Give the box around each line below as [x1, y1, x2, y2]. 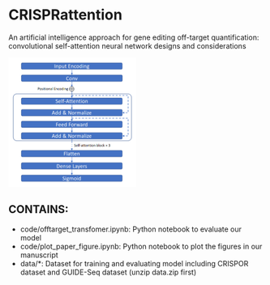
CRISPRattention [8, 6, 123, 24]
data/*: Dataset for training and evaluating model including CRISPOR [19, 258, 249, 268]
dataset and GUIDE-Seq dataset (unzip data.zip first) [19, 267, 197, 277]
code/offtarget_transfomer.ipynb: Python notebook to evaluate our [19, 224, 242, 234]
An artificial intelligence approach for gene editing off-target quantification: [8, 32, 259, 42]
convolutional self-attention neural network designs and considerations [8, 40, 246, 50]
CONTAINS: [8, 202, 69, 216]
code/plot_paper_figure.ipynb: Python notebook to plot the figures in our [19, 241, 263, 251]
